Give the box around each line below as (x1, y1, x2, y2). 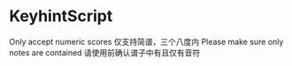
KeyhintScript (9, 6, 113, 26)
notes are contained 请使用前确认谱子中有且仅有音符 (9, 47, 201, 58)
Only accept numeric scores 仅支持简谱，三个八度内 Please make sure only (9, 36, 284, 47)
